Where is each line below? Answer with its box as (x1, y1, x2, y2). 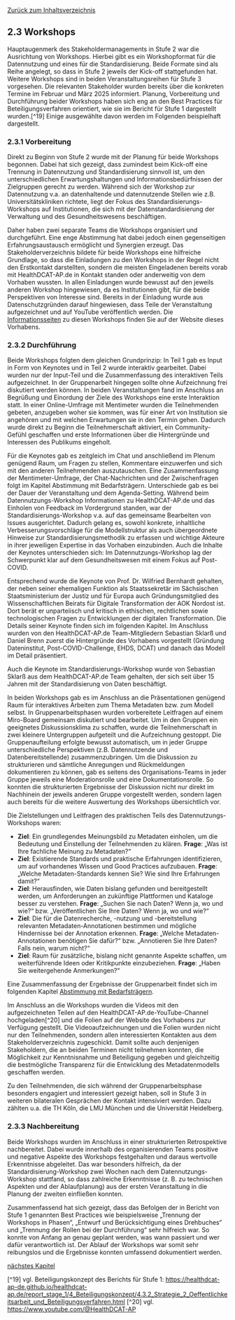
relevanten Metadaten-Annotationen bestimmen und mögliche (17, 922, 197, 930)
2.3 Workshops (7, 26, 76, 38)
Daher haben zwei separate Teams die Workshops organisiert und (7, 226, 198, 234)
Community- (174, 423, 211, 432)
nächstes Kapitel (7, 1261, 55, 1270)
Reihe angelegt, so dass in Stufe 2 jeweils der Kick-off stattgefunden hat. (7, 67, 218, 76)
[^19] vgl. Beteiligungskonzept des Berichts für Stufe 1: (7, 1275, 164, 1284)
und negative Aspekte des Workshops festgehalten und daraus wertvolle (7, 1152, 218, 1161)
